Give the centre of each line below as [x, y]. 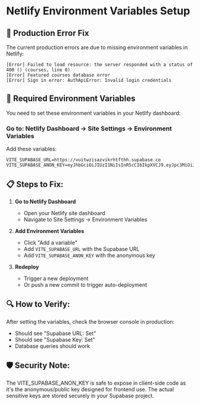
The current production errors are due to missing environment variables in [97, 47]
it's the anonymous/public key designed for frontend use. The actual [90, 389]
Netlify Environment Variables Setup [98, 11]
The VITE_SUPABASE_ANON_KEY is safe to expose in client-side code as [96, 383]
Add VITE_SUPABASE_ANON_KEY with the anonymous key [90, 255]
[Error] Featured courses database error [58, 75]
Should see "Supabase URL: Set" [55, 333]
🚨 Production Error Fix [48, 33]
